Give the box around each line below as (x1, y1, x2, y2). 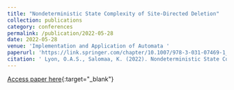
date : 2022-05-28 (7, 36, 58, 43)
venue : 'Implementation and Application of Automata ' (7, 43, 170, 50)
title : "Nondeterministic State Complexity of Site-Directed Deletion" (7, 10, 219, 17)
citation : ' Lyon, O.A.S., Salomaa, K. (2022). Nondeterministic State (7, 56, 219, 63)
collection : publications (7, 17, 82, 24)
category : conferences (7, 23, 73, 30)
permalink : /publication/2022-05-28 (7, 29, 114, 37)
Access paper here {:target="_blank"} (7, 75, 114, 83)
